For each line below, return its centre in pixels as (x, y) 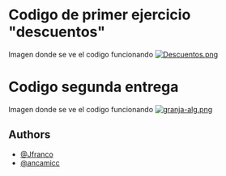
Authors (30, 135)
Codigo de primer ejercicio (100, 15)
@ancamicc (40, 162)
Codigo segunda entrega (94, 87)
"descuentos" (57, 32)
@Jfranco (37, 154)
